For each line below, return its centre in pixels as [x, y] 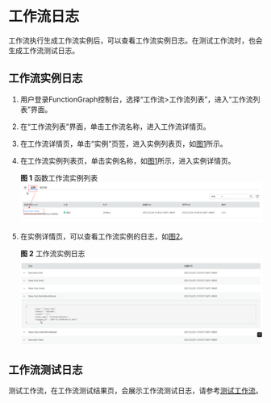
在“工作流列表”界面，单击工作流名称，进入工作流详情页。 [115, 127]
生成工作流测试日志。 [44, 50]
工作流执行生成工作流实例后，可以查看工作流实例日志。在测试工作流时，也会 [135, 40]
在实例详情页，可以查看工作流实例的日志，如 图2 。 [104, 236]
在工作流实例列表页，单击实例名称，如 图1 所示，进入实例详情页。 [127, 160]
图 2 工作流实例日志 [52, 253]
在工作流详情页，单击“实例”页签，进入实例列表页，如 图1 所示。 [123, 143]
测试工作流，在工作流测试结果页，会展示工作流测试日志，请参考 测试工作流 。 [135, 391]
